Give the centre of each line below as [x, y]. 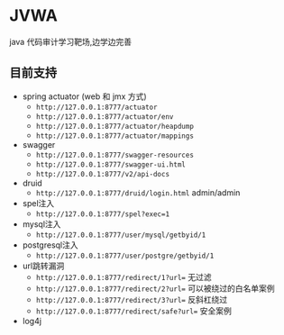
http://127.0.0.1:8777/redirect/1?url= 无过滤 [124, 276]
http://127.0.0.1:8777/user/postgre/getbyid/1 [125, 256]
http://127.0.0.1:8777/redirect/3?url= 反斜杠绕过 [132, 299]
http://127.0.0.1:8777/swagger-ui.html [111, 164]
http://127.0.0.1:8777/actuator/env [105, 117]
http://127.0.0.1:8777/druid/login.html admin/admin [138, 192]
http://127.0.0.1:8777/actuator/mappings [115, 136]
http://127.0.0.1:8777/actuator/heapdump [115, 126]
